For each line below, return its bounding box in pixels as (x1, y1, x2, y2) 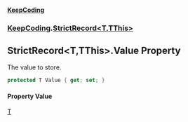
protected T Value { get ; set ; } (7, 77, 105, 84)
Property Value (7, 92, 53, 100)
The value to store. (7, 63, 62, 72)
